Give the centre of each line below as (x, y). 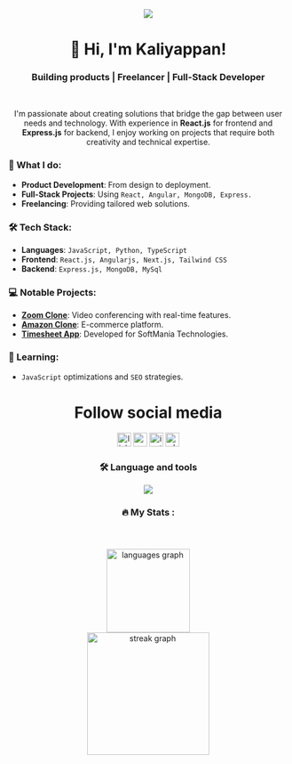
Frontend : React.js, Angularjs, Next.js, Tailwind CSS (124, 260)
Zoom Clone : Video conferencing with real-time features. (126, 315)
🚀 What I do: (35, 166)
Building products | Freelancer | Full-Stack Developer (148, 77)
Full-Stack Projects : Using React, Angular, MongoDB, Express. (137, 194)
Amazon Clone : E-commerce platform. (92, 325)
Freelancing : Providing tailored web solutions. (105, 203)
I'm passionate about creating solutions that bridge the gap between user (148, 114)
